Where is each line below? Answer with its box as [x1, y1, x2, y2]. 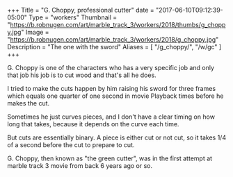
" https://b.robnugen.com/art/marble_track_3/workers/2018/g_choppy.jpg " [7, 35, 219, 44]
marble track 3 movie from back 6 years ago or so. [7, 162, 153, 169]
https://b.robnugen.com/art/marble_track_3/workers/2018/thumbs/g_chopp [10, 21, 226, 28]
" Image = [20, 28, 50, 36]
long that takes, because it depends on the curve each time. [7, 120, 179, 128]
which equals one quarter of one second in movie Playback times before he [7, 92, 224, 100]
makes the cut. [7, 99, 50, 107]
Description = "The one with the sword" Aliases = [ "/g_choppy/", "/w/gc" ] [7, 43, 222, 51]
